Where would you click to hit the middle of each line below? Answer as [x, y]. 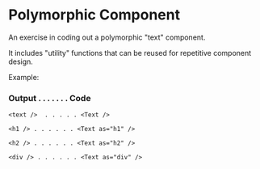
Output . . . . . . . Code [50, 98]
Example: [24, 77]
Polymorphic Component [94, 15]
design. [21, 61]
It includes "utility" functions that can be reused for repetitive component [130, 53]
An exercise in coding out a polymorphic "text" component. [107, 37]
